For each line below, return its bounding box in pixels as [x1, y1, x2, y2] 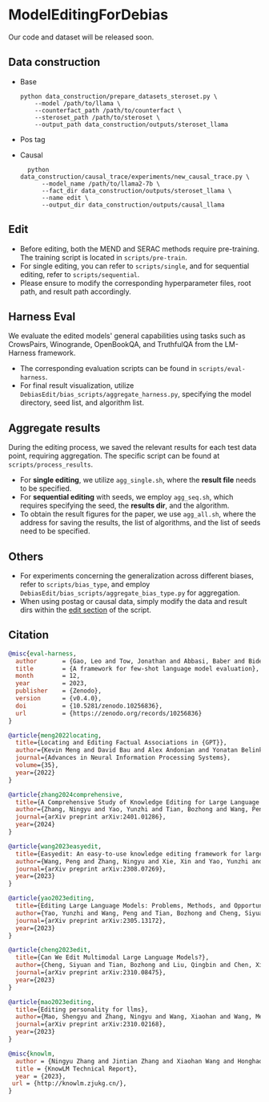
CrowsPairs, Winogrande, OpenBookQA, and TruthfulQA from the [8, 340, 223, 349]
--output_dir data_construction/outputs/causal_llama [41, 201, 225, 209]
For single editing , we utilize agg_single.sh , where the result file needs [19, 475, 257, 485]
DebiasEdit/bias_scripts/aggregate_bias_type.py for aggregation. [19, 588, 240, 598]
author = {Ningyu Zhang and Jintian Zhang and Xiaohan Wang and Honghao [15, 1057, 263, 1065]
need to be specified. [19, 526, 90, 536]
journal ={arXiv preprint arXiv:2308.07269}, [15, 865, 167, 873]
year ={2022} [15, 769, 56, 777]
